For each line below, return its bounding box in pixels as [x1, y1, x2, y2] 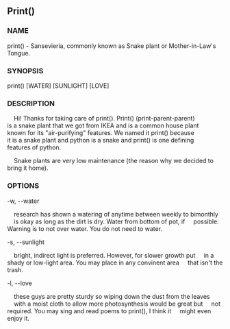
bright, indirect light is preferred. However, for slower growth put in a [13, 251, 214, 259]
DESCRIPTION [7, 99, 55, 108]
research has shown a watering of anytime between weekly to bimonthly [13, 210, 219, 218]
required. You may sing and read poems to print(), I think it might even [7, 306, 212, 315]
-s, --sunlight [7, 238, 44, 246]
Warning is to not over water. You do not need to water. [7, 224, 163, 232]
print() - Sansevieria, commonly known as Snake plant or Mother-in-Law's [7, 41, 216, 50]
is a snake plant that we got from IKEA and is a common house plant [7, 121, 199, 130]
